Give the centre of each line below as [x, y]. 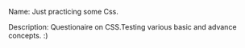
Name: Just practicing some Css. [64, 12]
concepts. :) [28, 36]
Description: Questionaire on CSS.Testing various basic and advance [122, 27]
